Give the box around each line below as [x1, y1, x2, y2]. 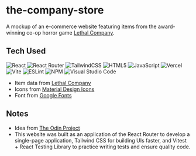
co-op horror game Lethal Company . [26, 29, 115, 36]
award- [157, 23, 176, 30]
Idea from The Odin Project [14, 124, 80, 131]
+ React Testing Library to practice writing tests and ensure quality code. [14, 143, 191, 150]
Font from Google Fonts [14, 91, 72, 99]
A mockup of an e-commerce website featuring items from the [6, 23, 157, 30]
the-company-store [6, 4, 104, 17]
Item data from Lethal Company [14, 79, 91, 86]
